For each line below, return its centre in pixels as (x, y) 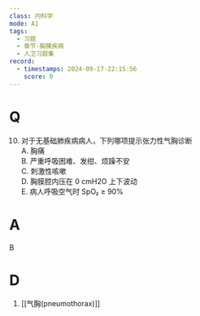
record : (22, 62)
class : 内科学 (31, 16)
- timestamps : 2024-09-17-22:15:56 (77, 69)
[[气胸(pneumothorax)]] (61, 304)
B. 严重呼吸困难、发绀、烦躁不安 (75, 160)
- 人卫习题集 (36, 54)
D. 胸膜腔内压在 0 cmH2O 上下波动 (79, 181)
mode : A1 (24, 24)
